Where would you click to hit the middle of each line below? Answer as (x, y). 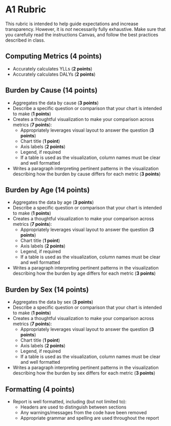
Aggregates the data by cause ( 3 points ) (56, 103)
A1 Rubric (26, 10)
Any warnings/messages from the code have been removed (83, 412)
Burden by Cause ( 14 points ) (51, 90)
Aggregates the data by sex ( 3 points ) (53, 302)
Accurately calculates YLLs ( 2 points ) (52, 68)
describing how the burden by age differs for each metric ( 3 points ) (84, 273)
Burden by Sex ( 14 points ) (47, 289)
